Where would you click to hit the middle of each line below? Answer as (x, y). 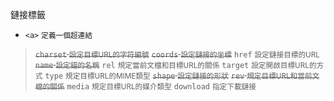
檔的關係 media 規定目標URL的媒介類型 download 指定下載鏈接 (145, 87)
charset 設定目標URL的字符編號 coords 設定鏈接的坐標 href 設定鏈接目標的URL (177, 55)
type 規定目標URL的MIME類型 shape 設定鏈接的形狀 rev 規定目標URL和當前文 (182, 76)
